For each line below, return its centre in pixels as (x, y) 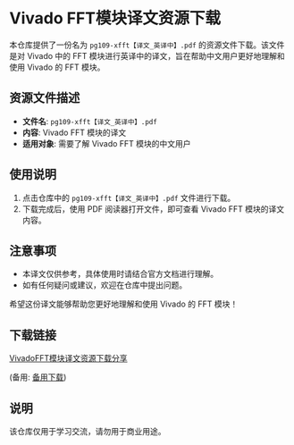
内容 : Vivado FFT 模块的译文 (74, 132)
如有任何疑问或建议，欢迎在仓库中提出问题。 (105, 285)
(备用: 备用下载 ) (38, 377)
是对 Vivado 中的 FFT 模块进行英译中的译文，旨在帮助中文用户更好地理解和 (147, 55)
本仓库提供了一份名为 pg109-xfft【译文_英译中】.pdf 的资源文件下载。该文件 (147, 45)
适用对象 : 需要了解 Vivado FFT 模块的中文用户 (106, 143)
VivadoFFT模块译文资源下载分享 (68, 358)
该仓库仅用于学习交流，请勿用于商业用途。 (88, 431)
